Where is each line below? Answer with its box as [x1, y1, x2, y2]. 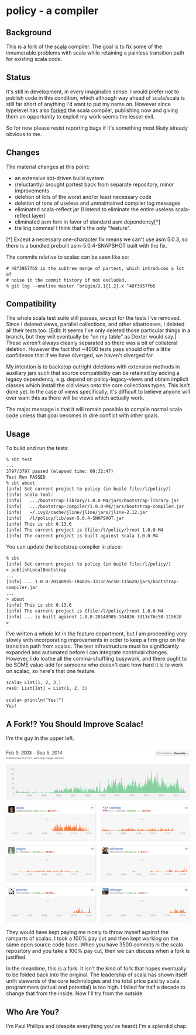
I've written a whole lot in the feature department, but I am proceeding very [6, 630, 187, 637]
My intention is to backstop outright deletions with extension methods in [6, 363, 180, 370]
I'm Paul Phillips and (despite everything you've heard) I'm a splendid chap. [6, 1022, 188, 1029]
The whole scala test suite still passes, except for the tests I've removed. [6, 314, 181, 322]
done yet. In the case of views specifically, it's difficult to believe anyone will [6, 388, 190, 395]
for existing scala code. [6, 56, 63, 62]
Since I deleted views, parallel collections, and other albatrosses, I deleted [6, 321, 185, 328]
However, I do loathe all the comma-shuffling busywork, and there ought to [6, 655, 187, 662]
